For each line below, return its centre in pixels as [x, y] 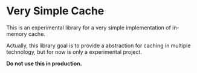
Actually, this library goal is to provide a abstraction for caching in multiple [98, 45]
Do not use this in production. [44, 63]
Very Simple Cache [55, 11]
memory [17, 34]
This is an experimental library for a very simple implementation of [89, 28]
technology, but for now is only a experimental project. [74, 51]
